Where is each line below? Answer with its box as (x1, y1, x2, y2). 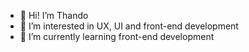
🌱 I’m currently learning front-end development (19, 31, 215, 42)
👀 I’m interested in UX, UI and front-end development (19, 20, 239, 32)
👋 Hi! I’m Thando (19, 10, 89, 21)
